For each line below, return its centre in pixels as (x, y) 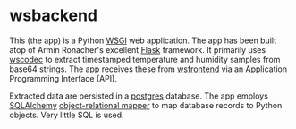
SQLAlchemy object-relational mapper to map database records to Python (146, 105)
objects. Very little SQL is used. (67, 115)
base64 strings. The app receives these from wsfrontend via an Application (148, 69)
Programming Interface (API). (63, 78)
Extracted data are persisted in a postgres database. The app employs (139, 96)
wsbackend (54, 16)
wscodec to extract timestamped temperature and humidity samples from (145, 59)
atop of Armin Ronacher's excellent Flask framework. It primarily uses (138, 49)
